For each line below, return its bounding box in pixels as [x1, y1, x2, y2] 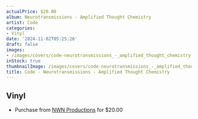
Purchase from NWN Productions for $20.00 [14, 107, 123, 114]
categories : [6, 25, 35, 31]
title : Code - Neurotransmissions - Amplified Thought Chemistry [6, 69, 170, 75]
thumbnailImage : [6, 63, 46, 70]
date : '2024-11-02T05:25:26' [6, 36, 78, 42]
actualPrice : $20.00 [6, 8, 57, 15]
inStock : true [6, 58, 41, 64]
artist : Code [6, 19, 38, 25]
